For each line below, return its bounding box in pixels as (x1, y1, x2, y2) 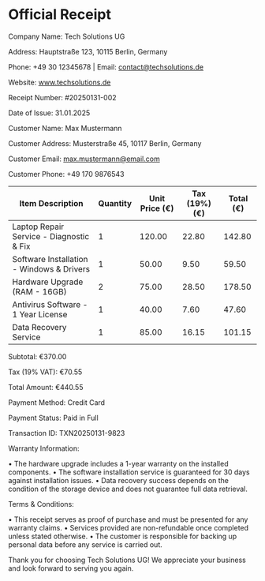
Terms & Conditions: (8, 499, 75, 508)
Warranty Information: (8, 444, 80, 453)
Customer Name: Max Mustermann (8, 123, 122, 133)
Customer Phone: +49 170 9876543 (8, 169, 125, 178)
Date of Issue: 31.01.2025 (8, 108, 91, 118)
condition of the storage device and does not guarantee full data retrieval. (8, 484, 248, 493)
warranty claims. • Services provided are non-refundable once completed (8, 523, 249, 532)
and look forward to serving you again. (8, 563, 134, 573)
